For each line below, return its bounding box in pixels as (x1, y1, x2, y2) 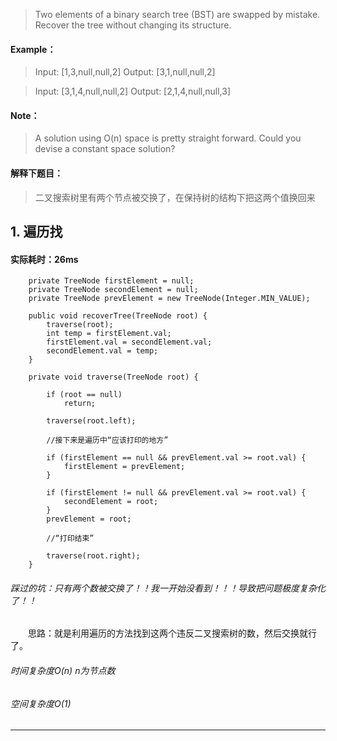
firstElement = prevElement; (63, 462, 186, 472)
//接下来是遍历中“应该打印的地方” (46, 435, 169, 446)
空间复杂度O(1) (10, 697, 72, 709)
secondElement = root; (63, 497, 159, 507)
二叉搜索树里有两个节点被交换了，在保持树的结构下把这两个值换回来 (34, 191, 316, 203)
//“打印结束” (46, 534, 95, 544)
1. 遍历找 (10, 224, 63, 240)
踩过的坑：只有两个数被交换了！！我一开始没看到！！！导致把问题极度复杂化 (10, 582, 326, 594)
